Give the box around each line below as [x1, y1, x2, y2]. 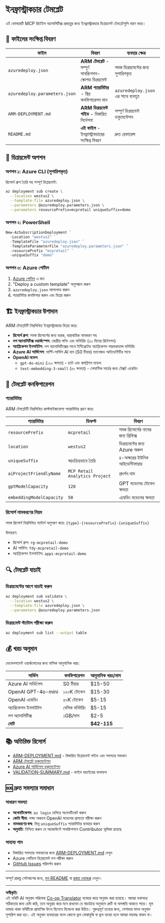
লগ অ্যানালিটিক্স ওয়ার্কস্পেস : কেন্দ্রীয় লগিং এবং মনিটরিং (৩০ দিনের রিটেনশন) [12, 338, 117, 344]
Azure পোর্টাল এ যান [12, 275, 45, 281]
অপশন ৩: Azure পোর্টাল [5, 264, 49, 271]
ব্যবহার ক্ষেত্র [127, 50, 146, 56]
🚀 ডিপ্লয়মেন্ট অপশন [5, 153, 46, 162]
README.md [8, 131, 31, 137]
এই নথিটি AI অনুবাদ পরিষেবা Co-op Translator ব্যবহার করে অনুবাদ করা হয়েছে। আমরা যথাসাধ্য [5, 895, 148, 901]
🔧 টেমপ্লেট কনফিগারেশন [5, 380, 54, 388]
